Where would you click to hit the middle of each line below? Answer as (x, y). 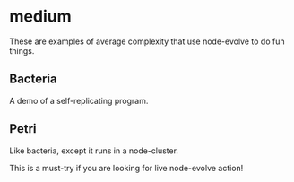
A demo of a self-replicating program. (79, 100)
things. (22, 50)
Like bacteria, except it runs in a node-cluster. (94, 151)
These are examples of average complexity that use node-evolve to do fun (147, 41)
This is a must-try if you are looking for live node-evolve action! (126, 168)
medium (40, 17)
